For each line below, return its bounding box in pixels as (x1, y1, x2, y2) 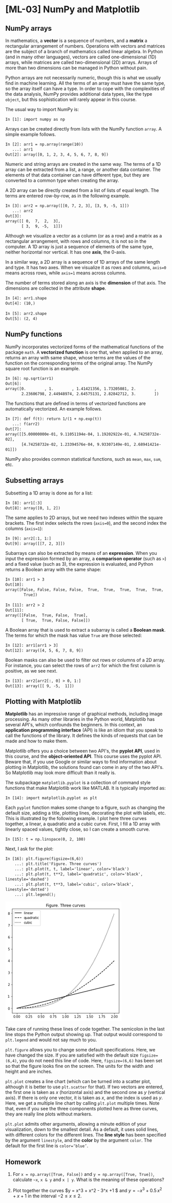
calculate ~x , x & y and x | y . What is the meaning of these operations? (12, 1176, 165, 1183)
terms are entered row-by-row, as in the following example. (5, 193, 131, 199)
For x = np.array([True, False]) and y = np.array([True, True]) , (12, 1171, 155, 1177)
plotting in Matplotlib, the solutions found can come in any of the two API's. (5, 764, 164, 770)
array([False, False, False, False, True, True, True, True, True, (5, 587, 164, 592)
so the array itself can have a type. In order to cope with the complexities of (5, 85, 165, 92)
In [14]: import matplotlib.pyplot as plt (5, 796, 97, 801)
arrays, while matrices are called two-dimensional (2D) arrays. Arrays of (5, 59, 158, 65)
